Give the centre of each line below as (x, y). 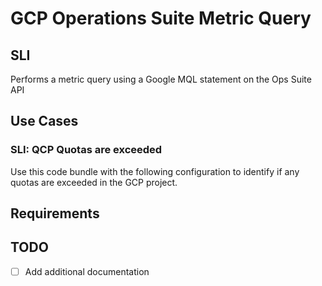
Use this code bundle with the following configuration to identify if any (155, 171)
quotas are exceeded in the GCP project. (94, 182)
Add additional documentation (87, 271)
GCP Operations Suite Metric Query (161, 18)
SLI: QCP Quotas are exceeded (86, 150)
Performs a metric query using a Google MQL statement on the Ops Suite (161, 79)
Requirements (55, 213)
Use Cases (44, 121)
